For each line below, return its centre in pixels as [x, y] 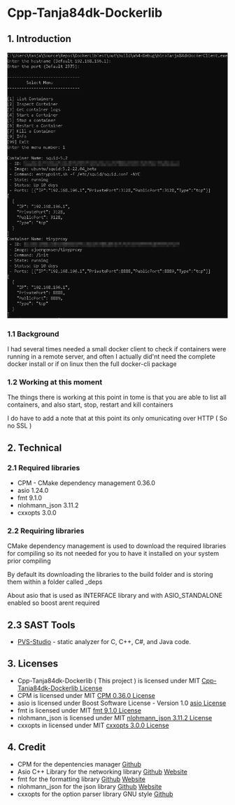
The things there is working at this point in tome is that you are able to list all [117, 398]
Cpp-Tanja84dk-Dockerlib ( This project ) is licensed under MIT [109, 680]
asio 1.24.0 [33, 490]
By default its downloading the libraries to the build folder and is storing [110, 575]
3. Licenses [33, 664]
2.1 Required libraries [44, 468]
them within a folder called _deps [55, 582]
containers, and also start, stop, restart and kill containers [90, 405]
